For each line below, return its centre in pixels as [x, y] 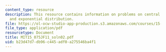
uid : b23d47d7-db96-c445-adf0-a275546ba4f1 [51, 42]
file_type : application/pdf [34, 28]
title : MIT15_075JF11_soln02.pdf [40, 38]
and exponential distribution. [42, 19]
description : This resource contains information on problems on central [83, 14]
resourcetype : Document [30, 33]
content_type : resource [30, 10]
